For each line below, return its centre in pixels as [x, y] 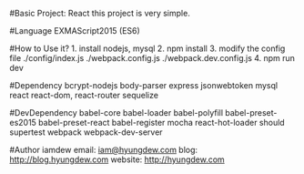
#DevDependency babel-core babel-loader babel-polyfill [117, 113]
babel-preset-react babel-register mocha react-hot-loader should [161, 123]
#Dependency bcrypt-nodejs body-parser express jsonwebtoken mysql [144, 85]
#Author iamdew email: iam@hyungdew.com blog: [104, 150]
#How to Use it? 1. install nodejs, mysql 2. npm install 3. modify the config [147, 48]
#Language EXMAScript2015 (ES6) [75, 31]
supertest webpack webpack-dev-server [86, 132]
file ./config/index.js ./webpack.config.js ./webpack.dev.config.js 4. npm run [152, 58]
